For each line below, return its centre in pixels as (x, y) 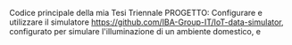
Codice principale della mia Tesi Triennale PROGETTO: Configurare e (136, 13)
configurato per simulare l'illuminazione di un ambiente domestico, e (135, 31)
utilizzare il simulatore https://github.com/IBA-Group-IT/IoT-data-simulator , (146, 22)
